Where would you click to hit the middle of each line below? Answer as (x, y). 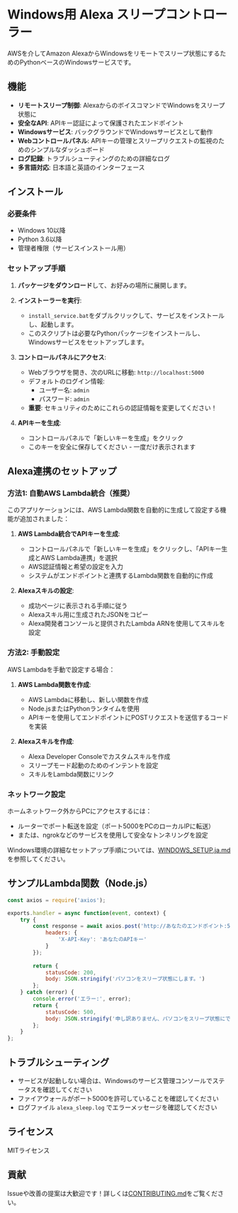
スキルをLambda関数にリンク (71, 774)
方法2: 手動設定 (34, 652)
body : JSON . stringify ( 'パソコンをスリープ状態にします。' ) (125, 979)
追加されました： (44, 519)
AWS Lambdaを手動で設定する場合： (61, 669)
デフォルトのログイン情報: (66, 381)
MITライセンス (29, 1150)
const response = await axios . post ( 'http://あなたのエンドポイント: (130, 926)
